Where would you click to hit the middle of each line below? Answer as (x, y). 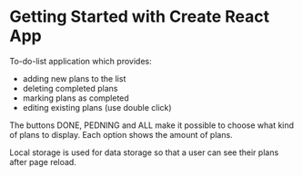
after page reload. (43, 161)
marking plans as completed (76, 98)
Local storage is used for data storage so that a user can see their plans (144, 152)
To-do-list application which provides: (81, 61)
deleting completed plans (70, 88)
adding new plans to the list (74, 78)
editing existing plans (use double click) (97, 107)
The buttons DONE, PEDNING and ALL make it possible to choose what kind (151, 125)
